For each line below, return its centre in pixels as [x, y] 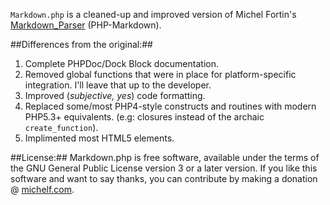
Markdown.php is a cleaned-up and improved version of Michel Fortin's [153, 14]
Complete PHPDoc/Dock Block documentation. [121, 63]
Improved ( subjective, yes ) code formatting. [115, 95]
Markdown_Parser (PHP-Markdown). [86, 25]
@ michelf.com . [42, 189]
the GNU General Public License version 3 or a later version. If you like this [164, 168]
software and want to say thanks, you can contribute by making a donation [164, 178]
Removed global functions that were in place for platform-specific [160, 74]
